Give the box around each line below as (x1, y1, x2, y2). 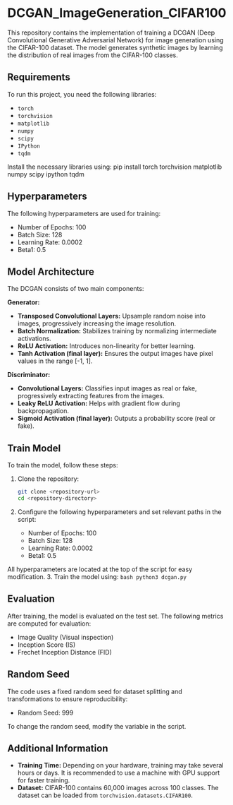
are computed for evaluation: (7, 619, 92, 628)
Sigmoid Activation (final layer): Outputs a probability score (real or (17, 415, 216, 423)
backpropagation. (17, 407, 69, 415)
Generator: (7, 298, 40, 306)
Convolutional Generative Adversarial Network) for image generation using (7, 35, 224, 44)
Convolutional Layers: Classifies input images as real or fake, (17, 384, 197, 393)
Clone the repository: (17, 475, 80, 483)
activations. (17, 334, 51, 343)
